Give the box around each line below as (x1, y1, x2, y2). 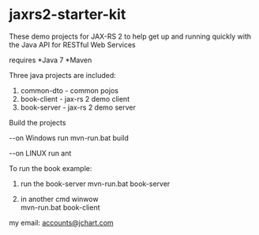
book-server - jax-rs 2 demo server (20, 103, 137, 112)
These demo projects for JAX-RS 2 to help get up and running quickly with (9, 32, 252, 41)
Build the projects (9, 117, 66, 127)
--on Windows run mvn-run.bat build (9, 132, 129, 143)
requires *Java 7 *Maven (9, 55, 92, 65)
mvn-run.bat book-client (20, 203, 101, 212)
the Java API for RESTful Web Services (9, 39, 137, 49)
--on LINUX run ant (9, 148, 72, 158)
